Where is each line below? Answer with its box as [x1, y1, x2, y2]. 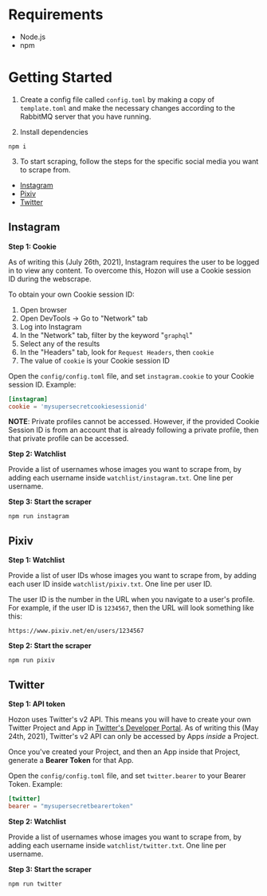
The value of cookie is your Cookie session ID [19, 356, 170, 365]
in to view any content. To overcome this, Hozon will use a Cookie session [8, 265, 251, 275]
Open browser [19, 305, 68, 314]
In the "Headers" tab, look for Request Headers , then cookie [19, 347, 214, 356]
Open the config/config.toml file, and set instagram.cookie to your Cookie [8, 371, 255, 380]
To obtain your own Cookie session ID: [8, 289, 135, 299]
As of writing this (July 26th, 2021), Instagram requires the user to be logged [8, 257, 260, 266]
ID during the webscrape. [8, 273, 92, 284]
